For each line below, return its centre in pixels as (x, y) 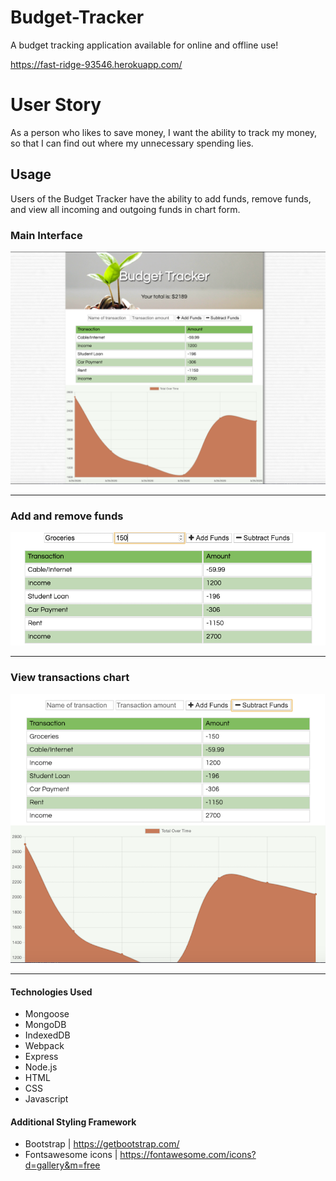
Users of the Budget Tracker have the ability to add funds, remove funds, (161, 198)
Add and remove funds (67, 516)
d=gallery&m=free (62, 1165)
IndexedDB (47, 1035)
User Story (56, 105)
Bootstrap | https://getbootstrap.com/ (102, 1144)
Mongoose (47, 1014)
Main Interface (46, 235)
